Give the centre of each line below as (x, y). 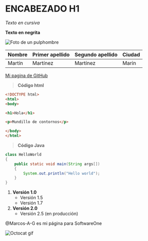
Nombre (18, 54)
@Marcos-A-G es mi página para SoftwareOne (54, 223)
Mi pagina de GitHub (26, 75)
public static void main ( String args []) (57, 164)
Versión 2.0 (25, 208)
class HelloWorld (23, 155)
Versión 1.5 (31, 198)
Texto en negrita (23, 32)
